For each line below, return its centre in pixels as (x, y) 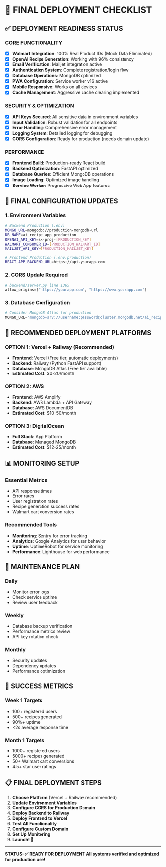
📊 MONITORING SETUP (42, 464)
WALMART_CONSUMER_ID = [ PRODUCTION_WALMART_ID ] (53, 244)
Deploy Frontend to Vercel (40, 818)
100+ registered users (35, 711)
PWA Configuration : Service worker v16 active (60, 81)
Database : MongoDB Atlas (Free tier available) (60, 369)
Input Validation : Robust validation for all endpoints (65, 122)
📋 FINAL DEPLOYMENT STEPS (54, 783)
